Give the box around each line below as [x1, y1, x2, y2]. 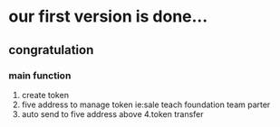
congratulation [8, 42, 94, 58]
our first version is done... [8, 6, 208, 27]
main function [8, 69, 72, 82]
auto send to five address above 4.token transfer [21, 108, 205, 119]
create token [21, 89, 70, 100]
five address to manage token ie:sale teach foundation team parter [21, 99, 271, 110]
